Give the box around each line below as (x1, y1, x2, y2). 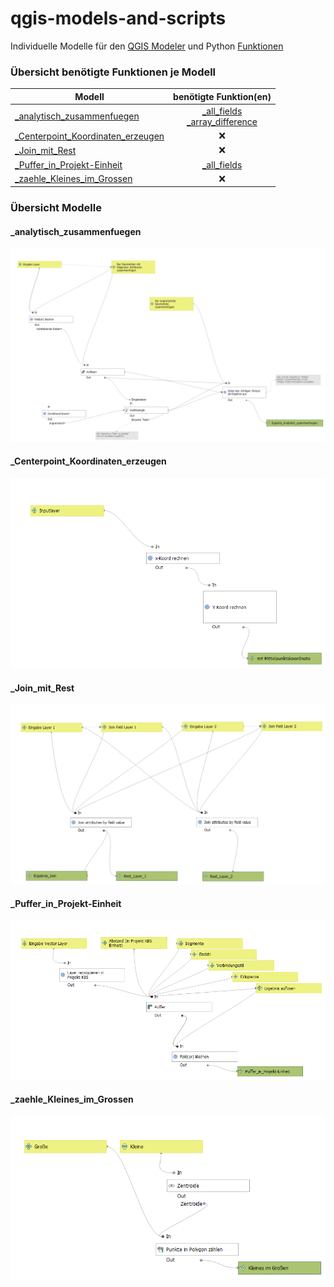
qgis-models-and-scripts (10, 7, 227, 30)
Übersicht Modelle (10, 201, 102, 215)
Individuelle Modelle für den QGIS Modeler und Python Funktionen (10, 40, 284, 52)
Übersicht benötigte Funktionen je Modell (10, 65, 217, 79)
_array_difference (186, 115, 258, 127)
